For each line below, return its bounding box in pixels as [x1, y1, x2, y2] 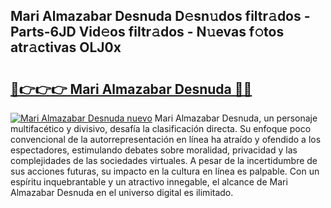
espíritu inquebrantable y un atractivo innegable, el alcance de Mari [10, 176, 288, 188]
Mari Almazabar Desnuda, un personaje [154, 112, 318, 124]
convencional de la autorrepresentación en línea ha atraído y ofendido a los [10, 134, 322, 145]
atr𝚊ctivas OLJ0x [10, 39, 122, 56]
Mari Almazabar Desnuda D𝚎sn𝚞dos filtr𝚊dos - [10, 8, 311, 25]
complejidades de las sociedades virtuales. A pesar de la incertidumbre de [10, 155, 318, 166]
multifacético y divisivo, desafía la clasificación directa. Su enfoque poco [10, 123, 312, 134]
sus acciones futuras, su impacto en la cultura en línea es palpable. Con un [10, 165, 320, 177]
